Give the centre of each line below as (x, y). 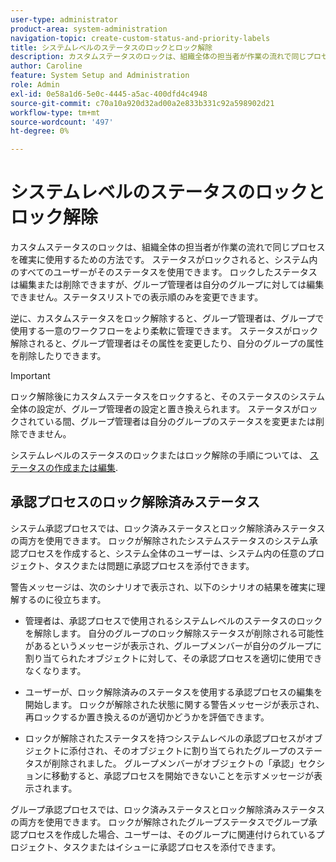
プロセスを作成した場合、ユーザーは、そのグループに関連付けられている (167, 834)
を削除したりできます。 (58, 356)
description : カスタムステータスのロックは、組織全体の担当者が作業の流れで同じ (158, 57)
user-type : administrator (64, 19)
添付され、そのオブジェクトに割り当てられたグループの (182, 750)
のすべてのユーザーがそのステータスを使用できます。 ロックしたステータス (164, 272)
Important (30, 376)
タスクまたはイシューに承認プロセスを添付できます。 (172, 847)
